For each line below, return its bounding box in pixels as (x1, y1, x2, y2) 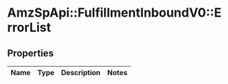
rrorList (7, 19, 51, 35)
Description (61, 68, 100, 77)
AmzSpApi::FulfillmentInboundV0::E (7, 5, 222, 21)
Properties (7, 47, 54, 59)
